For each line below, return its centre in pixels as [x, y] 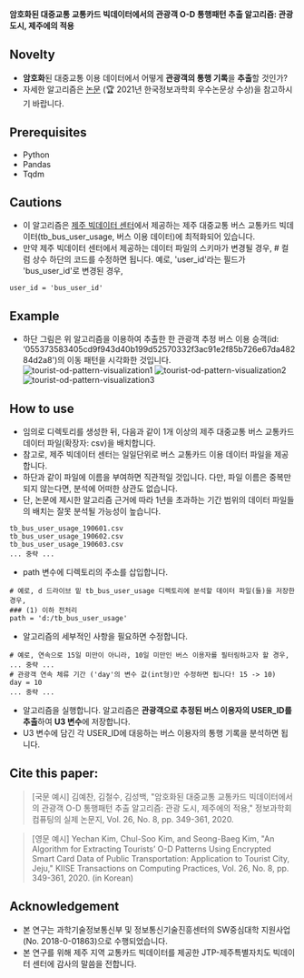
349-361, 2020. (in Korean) [83, 878]
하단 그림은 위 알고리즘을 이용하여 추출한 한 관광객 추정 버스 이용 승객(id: [151, 339]
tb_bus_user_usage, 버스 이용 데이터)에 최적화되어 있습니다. [148, 237]
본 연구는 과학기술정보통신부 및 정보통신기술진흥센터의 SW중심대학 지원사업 [157, 929]
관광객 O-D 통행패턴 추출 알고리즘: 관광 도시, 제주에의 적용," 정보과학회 [167, 808]
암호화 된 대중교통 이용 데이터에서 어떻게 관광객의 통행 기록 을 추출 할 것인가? [155, 77]
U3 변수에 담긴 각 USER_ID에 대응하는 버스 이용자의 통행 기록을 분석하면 [151, 733]
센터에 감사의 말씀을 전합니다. [84, 963]
